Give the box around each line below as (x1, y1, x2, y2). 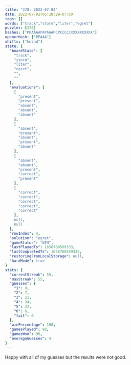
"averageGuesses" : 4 (9, 336, 51, 341)
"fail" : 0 (14, 313, 34, 318)
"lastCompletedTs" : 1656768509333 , (9, 249, 82, 254)
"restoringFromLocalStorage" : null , (9, 254, 84, 259)
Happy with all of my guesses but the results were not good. (5, 354, 127, 360)
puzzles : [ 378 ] (5, 26, 36, 30)
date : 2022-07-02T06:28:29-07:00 (5, 12, 73, 17)
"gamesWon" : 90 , (9, 332, 43, 337)
